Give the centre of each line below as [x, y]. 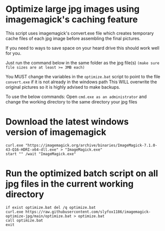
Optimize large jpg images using [73, 9]
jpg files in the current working [70, 184]
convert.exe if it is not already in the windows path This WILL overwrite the [81, 82]
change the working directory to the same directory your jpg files [71, 101]
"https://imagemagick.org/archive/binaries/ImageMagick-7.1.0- [91, 145]
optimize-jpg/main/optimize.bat [39, 216]
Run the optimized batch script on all [82, 174]
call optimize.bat [24, 220]
